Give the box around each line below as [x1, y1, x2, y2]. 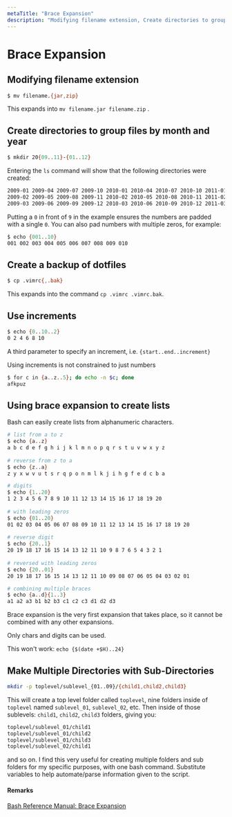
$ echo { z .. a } [7, 463, 48, 471]
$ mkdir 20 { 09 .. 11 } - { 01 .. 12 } [7, 154, 91, 161]
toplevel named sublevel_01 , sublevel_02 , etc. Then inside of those [7, 703, 201, 711]
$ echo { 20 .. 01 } [7, 566, 54, 573]
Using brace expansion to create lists [7, 399, 171, 411]
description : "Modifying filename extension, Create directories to [7, 17, 209, 24]
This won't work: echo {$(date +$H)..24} [7, 645, 124, 653]
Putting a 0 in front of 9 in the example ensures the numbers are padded [7, 213, 212, 221]
